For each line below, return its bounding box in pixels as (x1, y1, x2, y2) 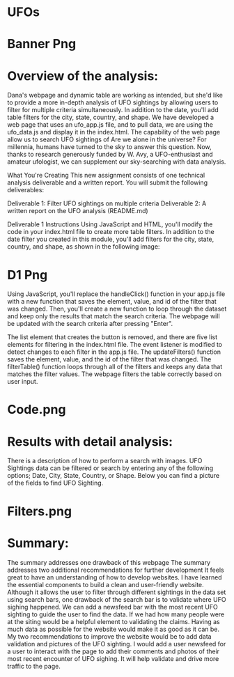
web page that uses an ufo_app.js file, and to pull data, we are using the (7, 120, 214, 129)
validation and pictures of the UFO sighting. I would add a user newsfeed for (7, 639, 226, 648)
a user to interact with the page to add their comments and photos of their (7, 647, 220, 655)
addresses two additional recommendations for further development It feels (7, 566, 224, 574)
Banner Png (7, 36, 77, 52)
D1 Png (7, 267, 48, 283)
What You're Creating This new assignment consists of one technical (7, 171, 205, 180)
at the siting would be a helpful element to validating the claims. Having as (7, 617, 221, 625)
